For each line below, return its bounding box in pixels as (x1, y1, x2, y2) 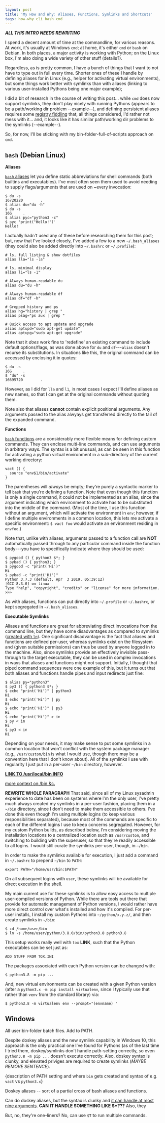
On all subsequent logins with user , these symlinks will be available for (5, 876, 148, 882)
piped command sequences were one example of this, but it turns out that (5, 665, 155, 671)
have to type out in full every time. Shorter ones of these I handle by (5, 70, 143, 76)
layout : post (5, 7, 32, 12)
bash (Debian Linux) (5, 151, 66, 159)
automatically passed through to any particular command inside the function (5, 541, 160, 547)
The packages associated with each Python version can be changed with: (5, 963, 155, 969)
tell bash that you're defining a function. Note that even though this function (5, 489, 158, 495)
